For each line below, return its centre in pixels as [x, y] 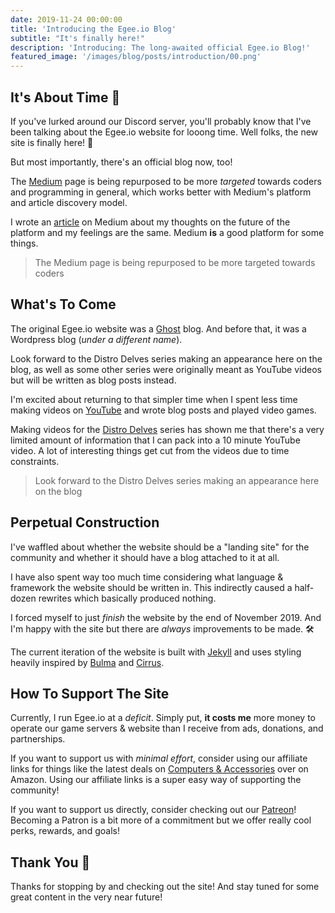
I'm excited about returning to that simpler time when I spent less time [154, 399]
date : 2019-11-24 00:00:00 [66, 19]
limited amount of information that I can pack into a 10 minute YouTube [155, 440]
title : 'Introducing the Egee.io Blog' [93, 29]
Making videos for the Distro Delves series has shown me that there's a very [167, 429]
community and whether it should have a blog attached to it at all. [145, 557]
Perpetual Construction [85, 522]
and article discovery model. [69, 202]
